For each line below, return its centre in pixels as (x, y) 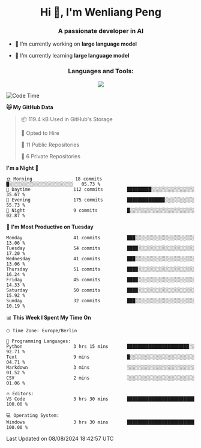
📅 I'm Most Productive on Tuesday (50, 227)
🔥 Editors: (20, 393)
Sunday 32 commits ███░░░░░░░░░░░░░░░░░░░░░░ (100, 300)
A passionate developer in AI (101, 31)
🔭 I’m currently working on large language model (76, 44)
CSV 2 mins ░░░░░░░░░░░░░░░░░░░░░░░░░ (100, 378)
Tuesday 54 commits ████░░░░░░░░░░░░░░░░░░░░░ (100, 248)
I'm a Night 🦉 (22, 168)
